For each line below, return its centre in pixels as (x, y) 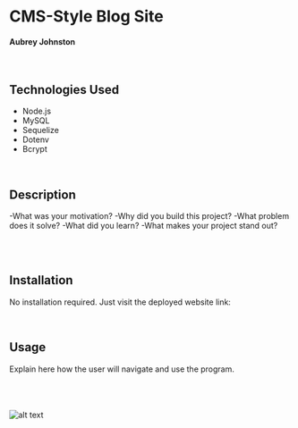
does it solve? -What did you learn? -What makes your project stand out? (144, 226)
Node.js (37, 111)
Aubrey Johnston (43, 41)
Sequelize (41, 130)
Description (43, 194)
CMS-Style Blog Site (86, 17)
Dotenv (35, 139)
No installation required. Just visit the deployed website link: (120, 302)
